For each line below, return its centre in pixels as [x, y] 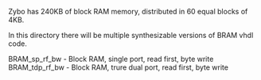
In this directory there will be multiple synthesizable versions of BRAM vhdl [131, 35]
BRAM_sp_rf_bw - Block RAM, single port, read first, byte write [111, 59]
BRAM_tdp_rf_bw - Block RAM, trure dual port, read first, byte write [119, 67]
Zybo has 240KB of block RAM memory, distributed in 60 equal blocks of [128, 11]
